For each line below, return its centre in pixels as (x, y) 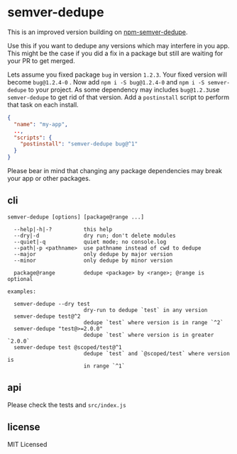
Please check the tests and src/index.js (67, 404)
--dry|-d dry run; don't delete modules (95, 236)
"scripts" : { (33, 138)
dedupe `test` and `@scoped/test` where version (157, 353)
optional (20, 279)
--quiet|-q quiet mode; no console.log (90, 242)
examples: (22, 292)
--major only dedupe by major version (93, 254)
